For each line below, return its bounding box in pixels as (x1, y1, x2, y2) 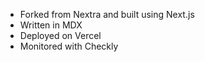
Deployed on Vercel (19, 30, 102, 41)
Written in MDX (19, 19, 83, 31)
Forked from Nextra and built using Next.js (19, 9, 195, 20)
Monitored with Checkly (19, 40, 119, 52)
